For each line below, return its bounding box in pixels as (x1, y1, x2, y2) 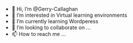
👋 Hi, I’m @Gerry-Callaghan (11, 6, 78, 12)
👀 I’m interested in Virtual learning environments (11, 12, 127, 19)
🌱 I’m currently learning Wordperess (11, 18, 99, 24)
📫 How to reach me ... (11, 31, 66, 37)
